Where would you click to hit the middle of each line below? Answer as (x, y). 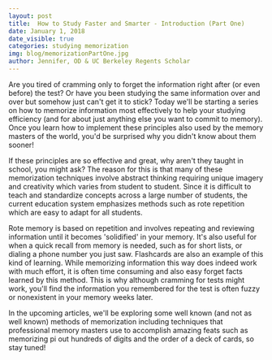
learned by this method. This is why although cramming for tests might (127, 280)
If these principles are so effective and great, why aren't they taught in (126, 160)
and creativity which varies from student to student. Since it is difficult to (130, 186)
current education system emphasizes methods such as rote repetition (127, 203)
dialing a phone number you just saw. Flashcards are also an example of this (136, 254)
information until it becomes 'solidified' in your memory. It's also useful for (133, 236)
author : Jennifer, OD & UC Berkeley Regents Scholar (99, 62)
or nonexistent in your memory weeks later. (81, 297)
